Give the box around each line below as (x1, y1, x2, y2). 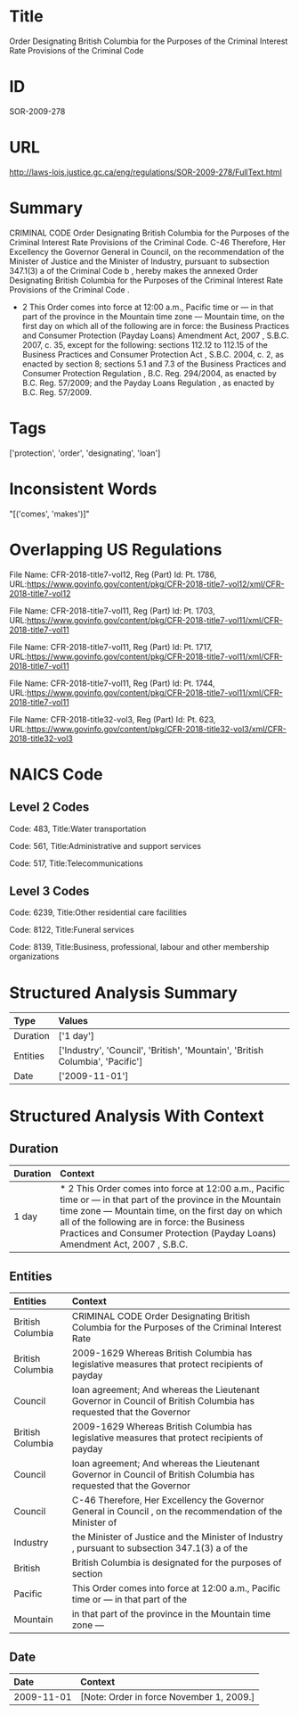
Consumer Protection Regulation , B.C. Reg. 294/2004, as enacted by (21, 367, 278, 378)
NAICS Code (9, 764, 103, 784)
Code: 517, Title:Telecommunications (9, 858, 144, 869)
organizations (9, 952, 60, 962)
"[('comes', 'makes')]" (9, 508, 91, 519)
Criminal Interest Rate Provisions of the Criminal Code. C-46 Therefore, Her (9, 236, 287, 247)
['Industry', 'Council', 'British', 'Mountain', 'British (58, 1044, 264, 1057)
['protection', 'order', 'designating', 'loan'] (9, 448, 161, 458)
